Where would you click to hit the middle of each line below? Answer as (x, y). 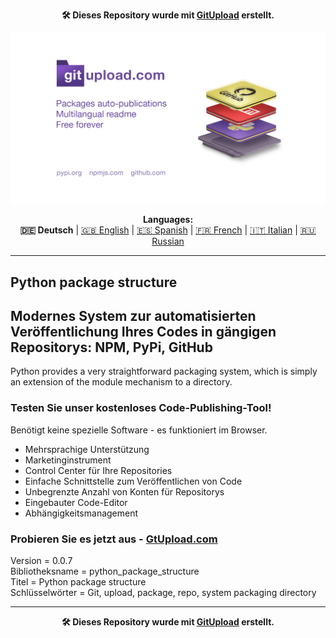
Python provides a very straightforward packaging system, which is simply (164, 371)
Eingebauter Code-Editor (76, 502)
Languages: (168, 220)
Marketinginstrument (68, 460)
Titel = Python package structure (78, 581)
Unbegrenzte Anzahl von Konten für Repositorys (124, 491)
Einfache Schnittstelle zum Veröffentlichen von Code (133, 481)
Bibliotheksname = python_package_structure (105, 571)
